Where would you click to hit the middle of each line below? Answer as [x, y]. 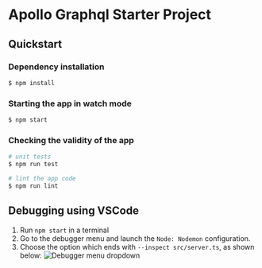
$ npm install [32, 83]
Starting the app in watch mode [70, 103]
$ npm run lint [33, 186]
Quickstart [35, 44]
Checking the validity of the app [71, 140]
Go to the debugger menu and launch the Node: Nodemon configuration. [135, 238]
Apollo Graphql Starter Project [110, 15]
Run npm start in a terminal [64, 230]
